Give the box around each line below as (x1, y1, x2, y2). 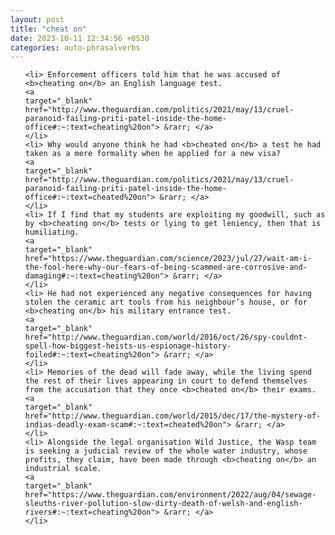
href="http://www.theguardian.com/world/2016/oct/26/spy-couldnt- (24, 332, 308, 343)
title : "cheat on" (10, 24, 87, 34)
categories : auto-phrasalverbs (10, 42, 141, 53)
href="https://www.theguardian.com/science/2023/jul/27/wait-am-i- (24, 254, 312, 264)
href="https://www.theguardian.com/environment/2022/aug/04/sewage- (24, 490, 317, 500)
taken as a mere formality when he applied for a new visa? (24, 149, 281, 159)
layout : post (10, 14, 65, 25)
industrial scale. (24, 464, 102, 474)
